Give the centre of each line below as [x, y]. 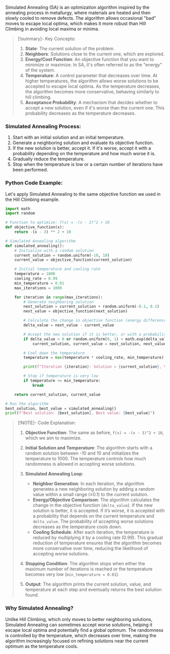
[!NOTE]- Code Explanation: [47, 423]
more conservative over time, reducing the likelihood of [90, 548]
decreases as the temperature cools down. [77, 527]
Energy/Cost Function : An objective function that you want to [90, 59]
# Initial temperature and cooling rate [57, 269]
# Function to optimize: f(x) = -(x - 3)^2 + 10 [57, 223]
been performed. [30, 170]
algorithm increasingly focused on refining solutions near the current [77, 641]
